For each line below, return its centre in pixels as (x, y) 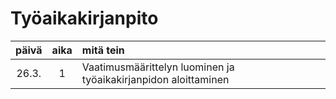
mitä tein (103, 50)
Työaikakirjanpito (84, 18)
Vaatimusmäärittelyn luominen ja (158, 67)
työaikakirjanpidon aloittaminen (155, 79)
